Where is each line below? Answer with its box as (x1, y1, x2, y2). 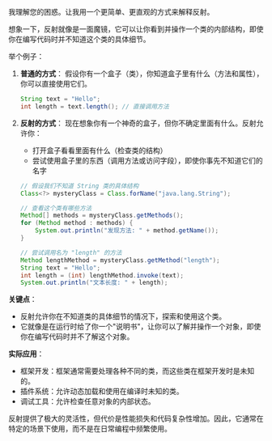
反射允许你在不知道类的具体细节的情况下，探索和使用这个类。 (19, 312, 227, 321)
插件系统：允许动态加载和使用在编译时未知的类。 (19, 387, 184, 396)
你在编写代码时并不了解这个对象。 (19, 332, 134, 341)
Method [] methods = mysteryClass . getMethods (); (19, 211, 185, 220)
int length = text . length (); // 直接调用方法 (19, 102, 170, 111)
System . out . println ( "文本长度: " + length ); (19, 278, 168, 287)
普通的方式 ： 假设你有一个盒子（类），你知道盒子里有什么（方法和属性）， (19, 69, 264, 78)
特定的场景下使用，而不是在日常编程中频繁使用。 (8, 424, 172, 434)
